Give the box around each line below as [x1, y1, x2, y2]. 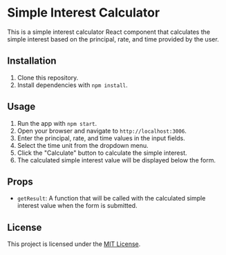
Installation [7, 55, 57, 67]
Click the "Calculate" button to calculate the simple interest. [17, 149, 188, 157]
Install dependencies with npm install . [17, 81, 128, 89]
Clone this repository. [17, 73, 79, 82]
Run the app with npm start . [17, 119, 97, 127]
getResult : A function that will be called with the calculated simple [17, 194, 206, 202]
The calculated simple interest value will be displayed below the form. [17, 155, 216, 164]
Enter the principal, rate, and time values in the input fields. [17, 133, 185, 142]
